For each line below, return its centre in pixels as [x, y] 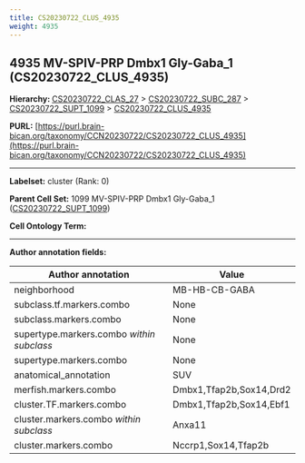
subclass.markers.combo [68, 320]
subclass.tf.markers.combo [72, 305]
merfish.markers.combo [65, 389]
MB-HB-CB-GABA [214, 290]
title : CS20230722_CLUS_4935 [64, 18]
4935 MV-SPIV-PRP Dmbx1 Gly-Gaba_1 [121, 63]
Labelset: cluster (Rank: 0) [59, 182]
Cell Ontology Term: [48, 226]
